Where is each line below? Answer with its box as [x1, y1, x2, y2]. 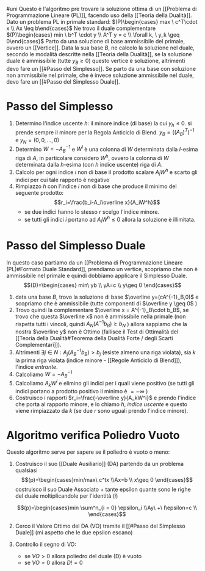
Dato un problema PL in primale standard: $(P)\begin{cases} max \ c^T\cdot [6, 18, 198, 25]
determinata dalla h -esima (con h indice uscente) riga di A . [15, 161, 163, 168]
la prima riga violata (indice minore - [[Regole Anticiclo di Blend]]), [15, 357, 182, 364]
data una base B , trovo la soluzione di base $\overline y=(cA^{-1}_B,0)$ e [15, 293, 199, 300]
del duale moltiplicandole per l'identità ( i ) [15, 492, 118, 500]
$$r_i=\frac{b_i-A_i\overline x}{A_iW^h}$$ [54, 198, 160, 206]
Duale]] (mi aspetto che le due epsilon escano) [15, 529, 133, 536]
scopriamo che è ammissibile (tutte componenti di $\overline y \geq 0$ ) [15, 299, 198, 307]
